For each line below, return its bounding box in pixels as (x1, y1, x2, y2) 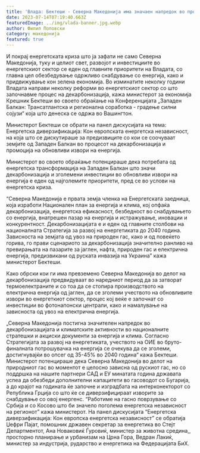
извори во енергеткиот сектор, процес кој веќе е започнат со (6, 296, 164, 302)
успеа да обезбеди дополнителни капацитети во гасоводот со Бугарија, (6, 377, 190, 383)
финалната (6, 345, 34, 352)
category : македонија (6, 31, 60, 37)
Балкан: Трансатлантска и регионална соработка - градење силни (6, 104, 177, 110)
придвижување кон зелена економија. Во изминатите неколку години (6, 78, 185, 85)
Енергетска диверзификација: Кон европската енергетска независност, (6, 128, 189, 135)
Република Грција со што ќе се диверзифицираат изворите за (6, 389, 164, 396)
